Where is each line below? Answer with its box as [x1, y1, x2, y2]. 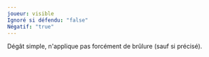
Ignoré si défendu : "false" [7, 17, 89, 24]
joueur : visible [7, 10, 54, 17]
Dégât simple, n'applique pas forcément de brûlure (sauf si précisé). [7, 42, 203, 51]
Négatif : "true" [7, 23, 54, 30]
